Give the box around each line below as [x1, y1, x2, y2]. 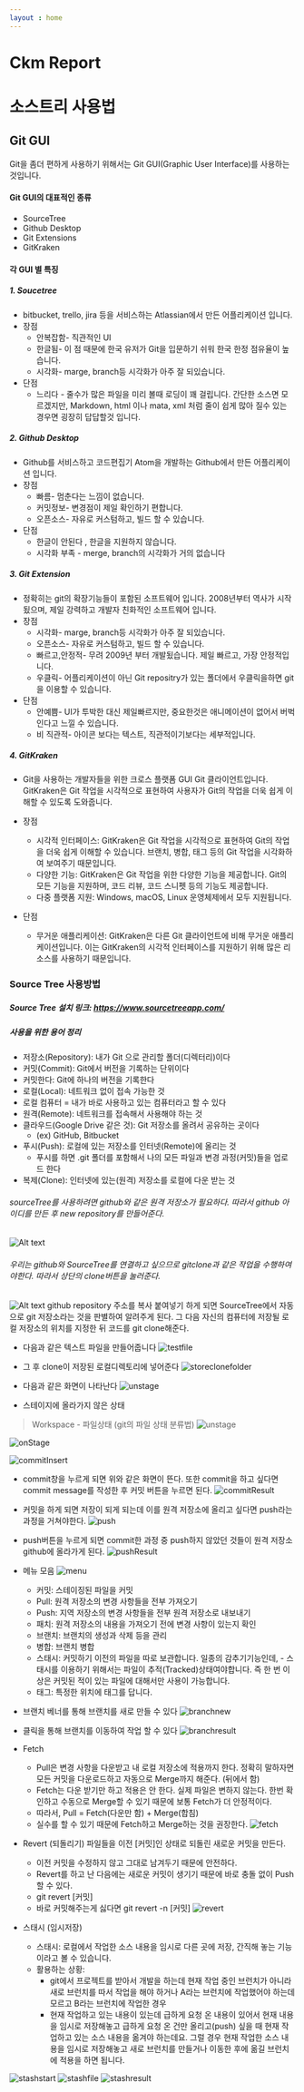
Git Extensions [22, 232, 77, 243]
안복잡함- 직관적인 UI [35, 332, 112, 343]
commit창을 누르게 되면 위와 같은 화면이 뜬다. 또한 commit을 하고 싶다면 [22, 1473, 279, 1484]
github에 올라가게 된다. [22, 1546, 105, 1557]
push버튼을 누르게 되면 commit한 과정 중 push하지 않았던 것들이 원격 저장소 [22, 1535, 293, 1546]
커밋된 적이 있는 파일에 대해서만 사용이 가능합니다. [53, 1676, 230, 1686]
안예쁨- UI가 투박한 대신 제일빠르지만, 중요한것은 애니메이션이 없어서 [35, 706, 279, 717]
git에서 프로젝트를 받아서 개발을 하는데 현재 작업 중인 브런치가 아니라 [49, 1975, 292, 1987]
